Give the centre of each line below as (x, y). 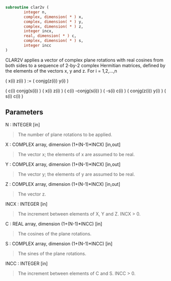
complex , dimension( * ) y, (54, 21)
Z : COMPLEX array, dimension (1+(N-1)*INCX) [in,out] (63, 184)
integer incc (38, 46)
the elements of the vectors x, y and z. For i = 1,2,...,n (61, 71)
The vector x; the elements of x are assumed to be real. (76, 154)
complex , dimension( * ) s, (54, 41)
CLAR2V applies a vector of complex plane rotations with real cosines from (84, 60)
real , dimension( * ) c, (50, 36)
